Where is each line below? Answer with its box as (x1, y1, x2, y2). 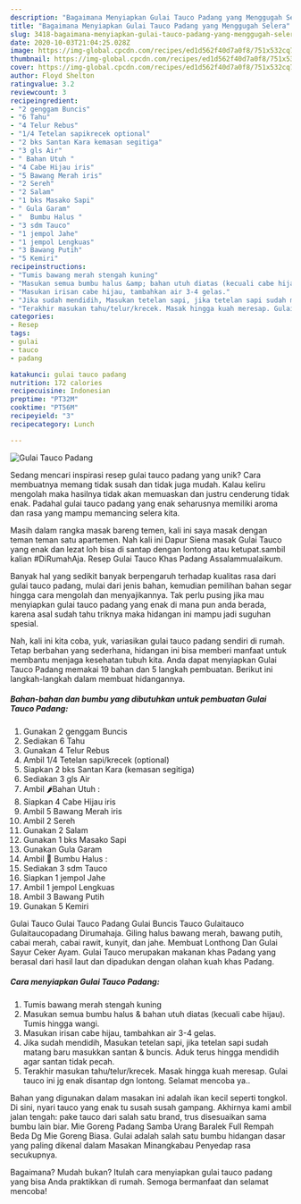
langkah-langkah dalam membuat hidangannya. (10, 673, 186, 684)
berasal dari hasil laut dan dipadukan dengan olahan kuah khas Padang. (10, 956, 275, 966)
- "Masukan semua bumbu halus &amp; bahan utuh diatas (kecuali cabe (10, 279, 275, 288)
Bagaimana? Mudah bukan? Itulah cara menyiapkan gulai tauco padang (10, 1166, 273, 1177)
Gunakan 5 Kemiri (22, 900, 89, 912)
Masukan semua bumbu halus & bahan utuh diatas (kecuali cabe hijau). (22, 1008, 286, 1019)
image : (10, 46, 35, 55)
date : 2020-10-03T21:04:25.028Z (10, 38, 130, 47)
